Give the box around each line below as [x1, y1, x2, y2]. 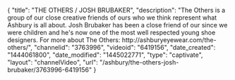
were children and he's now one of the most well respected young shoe [7, 28, 216, 36]
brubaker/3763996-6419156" [7, 66, 92, 74]
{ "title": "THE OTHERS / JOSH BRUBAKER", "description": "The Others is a [7, 6, 226, 14]
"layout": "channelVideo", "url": [7, 58, 99, 66]
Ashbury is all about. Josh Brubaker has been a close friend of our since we [7, 21, 228, 29]
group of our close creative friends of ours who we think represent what [7, 13, 217, 22]
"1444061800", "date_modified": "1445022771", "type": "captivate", [7, 51, 203, 59]
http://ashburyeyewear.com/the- [121, 36, 217, 44]
